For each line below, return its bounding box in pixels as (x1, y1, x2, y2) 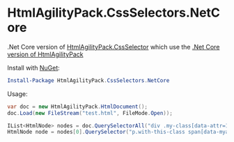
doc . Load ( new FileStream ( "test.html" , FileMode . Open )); (7, 109, 173, 116)
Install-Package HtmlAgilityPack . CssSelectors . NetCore (7, 77, 170, 84)
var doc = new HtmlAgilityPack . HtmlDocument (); (7, 103, 148, 110)
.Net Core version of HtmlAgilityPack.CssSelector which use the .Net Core (7, 42, 220, 51)
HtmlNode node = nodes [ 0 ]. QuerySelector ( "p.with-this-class (7, 129, 186, 136)
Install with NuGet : (7, 63, 61, 72)
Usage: (7, 89, 28, 98)
